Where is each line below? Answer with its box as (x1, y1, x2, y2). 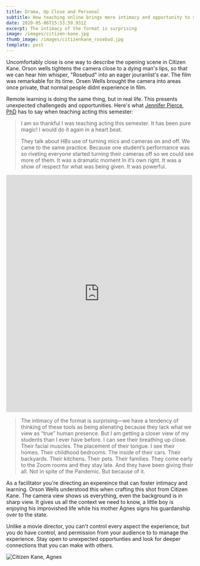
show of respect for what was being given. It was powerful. (20, 162, 167, 170)
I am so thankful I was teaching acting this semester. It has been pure (20, 119, 191, 127)
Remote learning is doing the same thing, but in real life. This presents (6, 95, 177, 102)
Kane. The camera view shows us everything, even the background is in (6, 492, 183, 499)
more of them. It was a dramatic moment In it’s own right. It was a (20, 156, 182, 164)
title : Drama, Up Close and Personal (6, 8, 100, 15)
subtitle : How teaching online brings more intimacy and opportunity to (6, 14, 190, 20)
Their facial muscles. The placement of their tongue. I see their (20, 442, 176, 450)
